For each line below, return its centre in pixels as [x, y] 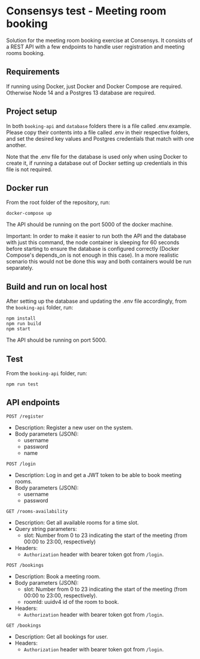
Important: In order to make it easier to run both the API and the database [96, 236]
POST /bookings [25, 565]
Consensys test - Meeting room [86, 11]
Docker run [27, 188]
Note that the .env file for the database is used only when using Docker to [97, 156]
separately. [20, 268]
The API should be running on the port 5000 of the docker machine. [90, 224]
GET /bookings [24, 625]
